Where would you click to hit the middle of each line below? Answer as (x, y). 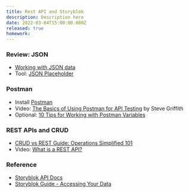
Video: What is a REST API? (48, 150)
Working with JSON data (45, 67)
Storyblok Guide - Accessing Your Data (63, 184)
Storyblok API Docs (39, 178)
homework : (18, 34)
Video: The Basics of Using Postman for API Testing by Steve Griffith (99, 108)
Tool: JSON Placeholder (44, 74)
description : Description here (45, 17)
